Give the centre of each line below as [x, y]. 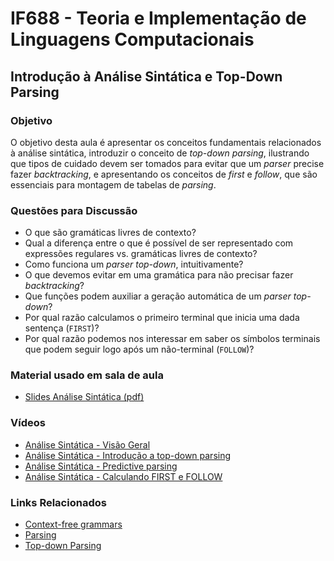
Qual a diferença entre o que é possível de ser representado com [159, 243]
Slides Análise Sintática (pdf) [84, 397]
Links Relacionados [58, 502]
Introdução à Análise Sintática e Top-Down [146, 76]
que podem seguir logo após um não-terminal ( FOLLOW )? [139, 349]
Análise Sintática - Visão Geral [87, 444]
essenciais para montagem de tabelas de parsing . [113, 184]
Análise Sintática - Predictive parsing [101, 466]
